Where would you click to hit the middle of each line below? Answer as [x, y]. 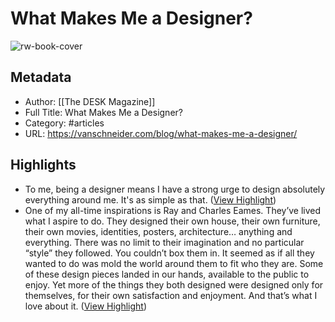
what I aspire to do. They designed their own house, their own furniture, [172, 221]
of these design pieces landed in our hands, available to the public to [167, 274]
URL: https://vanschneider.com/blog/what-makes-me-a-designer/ [161, 133]
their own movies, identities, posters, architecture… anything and [158, 231]
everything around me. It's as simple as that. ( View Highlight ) [150, 199]
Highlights [43, 165]
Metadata [41, 77]
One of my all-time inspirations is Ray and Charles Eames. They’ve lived [173, 210]
